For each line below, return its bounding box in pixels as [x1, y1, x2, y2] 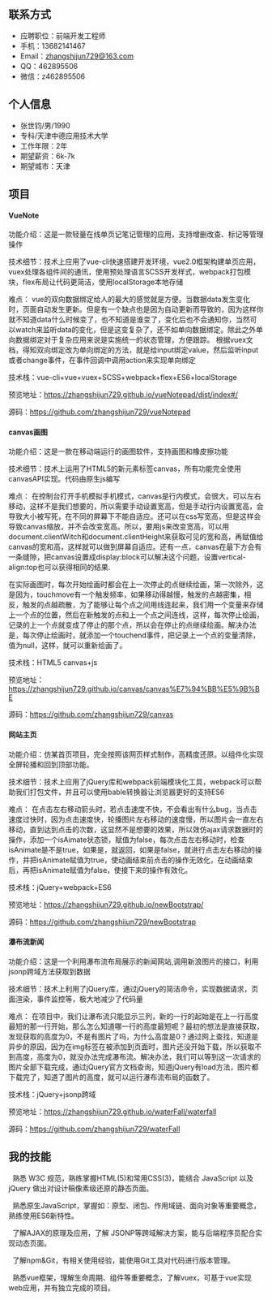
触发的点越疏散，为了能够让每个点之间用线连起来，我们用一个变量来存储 [22, 600, 264, 610]
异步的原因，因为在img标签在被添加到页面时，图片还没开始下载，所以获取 [8, 1042, 255, 1052]
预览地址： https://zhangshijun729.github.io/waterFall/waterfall [8, 1107, 217, 1116]
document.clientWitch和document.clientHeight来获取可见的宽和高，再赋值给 [8, 532, 264, 542]
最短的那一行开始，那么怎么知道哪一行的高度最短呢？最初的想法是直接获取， [8, 1021, 264, 1031]
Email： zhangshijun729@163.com [19, 51, 134, 61]
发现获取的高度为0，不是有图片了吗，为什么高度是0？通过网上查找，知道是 [8, 1031, 259, 1041]
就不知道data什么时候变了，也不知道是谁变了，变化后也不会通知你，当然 [8, 315, 250, 325]
